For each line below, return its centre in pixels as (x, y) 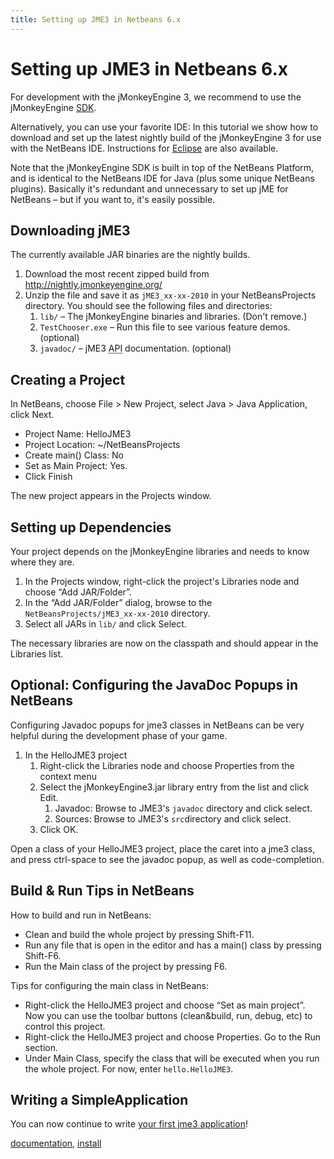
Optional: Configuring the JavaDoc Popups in (154, 685)
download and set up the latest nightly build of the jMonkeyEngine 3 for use (166, 137)
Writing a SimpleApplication (99, 1100)
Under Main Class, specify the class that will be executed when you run (172, 1058)
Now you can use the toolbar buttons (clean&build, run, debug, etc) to (168, 1015)
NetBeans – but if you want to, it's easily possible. (113, 199)
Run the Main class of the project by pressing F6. (126, 966)
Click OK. (59, 829)
